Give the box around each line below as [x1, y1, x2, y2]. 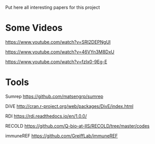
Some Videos [5, 22, 63, 34]
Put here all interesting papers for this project [5, 5, 100, 10]
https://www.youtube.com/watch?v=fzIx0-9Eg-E [5, 59, 108, 65]
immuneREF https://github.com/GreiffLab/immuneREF [5, 132, 118, 139]
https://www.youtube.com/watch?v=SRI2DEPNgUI [5, 39, 111, 45]
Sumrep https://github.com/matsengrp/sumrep [5, 93, 103, 99]
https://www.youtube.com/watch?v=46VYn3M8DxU [5, 48, 114, 55]
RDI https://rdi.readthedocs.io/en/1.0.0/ [5, 113, 87, 119]
